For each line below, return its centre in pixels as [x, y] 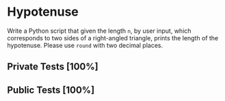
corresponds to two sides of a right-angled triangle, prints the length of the [113, 38]
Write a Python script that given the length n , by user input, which [99, 31]
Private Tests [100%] [53, 67]
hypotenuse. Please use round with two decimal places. [85, 45]
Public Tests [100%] [51, 90]
